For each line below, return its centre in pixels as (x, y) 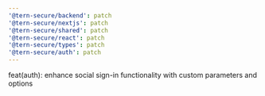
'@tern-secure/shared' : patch (58, 30)
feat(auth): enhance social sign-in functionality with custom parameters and (132, 75)
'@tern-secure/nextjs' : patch (58, 23)
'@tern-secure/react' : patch (57, 38)
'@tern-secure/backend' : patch (60, 15)
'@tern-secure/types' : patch (57, 45)
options (21, 83)
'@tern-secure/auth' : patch (55, 52)
